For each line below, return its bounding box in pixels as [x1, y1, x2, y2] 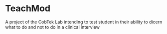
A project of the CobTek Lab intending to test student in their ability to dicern [5, 19, 163, 25]
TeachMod [5, 3, 51, 14]
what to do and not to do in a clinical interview [5, 24, 100, 30]
